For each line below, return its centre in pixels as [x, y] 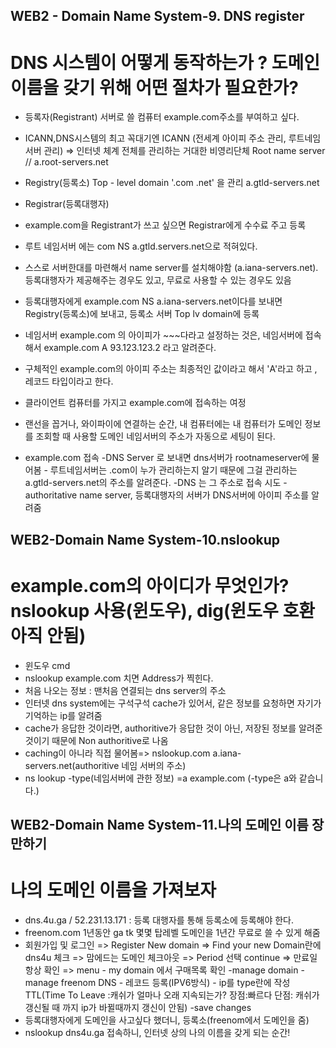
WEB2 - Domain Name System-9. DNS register [157, 16]
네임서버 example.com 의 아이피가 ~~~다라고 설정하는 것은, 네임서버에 [163, 335]
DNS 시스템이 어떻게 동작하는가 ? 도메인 [165, 62]
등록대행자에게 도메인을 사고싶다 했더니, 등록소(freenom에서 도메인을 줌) [167, 1020]
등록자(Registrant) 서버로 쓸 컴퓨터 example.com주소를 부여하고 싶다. [162, 117]
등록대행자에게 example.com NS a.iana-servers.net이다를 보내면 [153, 301]
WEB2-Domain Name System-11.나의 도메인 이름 [159, 825]
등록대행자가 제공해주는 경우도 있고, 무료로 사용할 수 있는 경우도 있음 [158, 280]
